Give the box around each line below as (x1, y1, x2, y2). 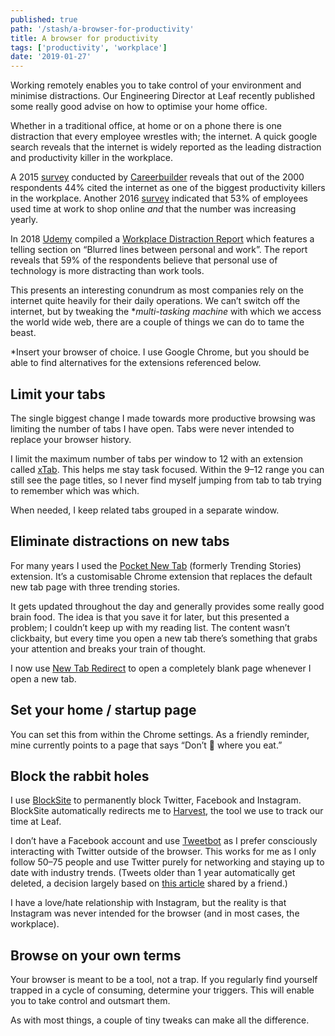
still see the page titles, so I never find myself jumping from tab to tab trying (10, 474, 322, 486)
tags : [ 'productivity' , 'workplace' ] (10, 42, 168, 53)
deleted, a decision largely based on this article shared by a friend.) (10, 877, 288, 890)
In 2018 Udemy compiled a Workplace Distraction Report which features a (10, 233, 315, 245)
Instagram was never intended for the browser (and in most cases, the (10, 907, 300, 920)
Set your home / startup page (10, 702, 197, 719)
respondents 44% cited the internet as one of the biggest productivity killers (10, 182, 326, 194)
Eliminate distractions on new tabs (10, 533, 230, 550)
